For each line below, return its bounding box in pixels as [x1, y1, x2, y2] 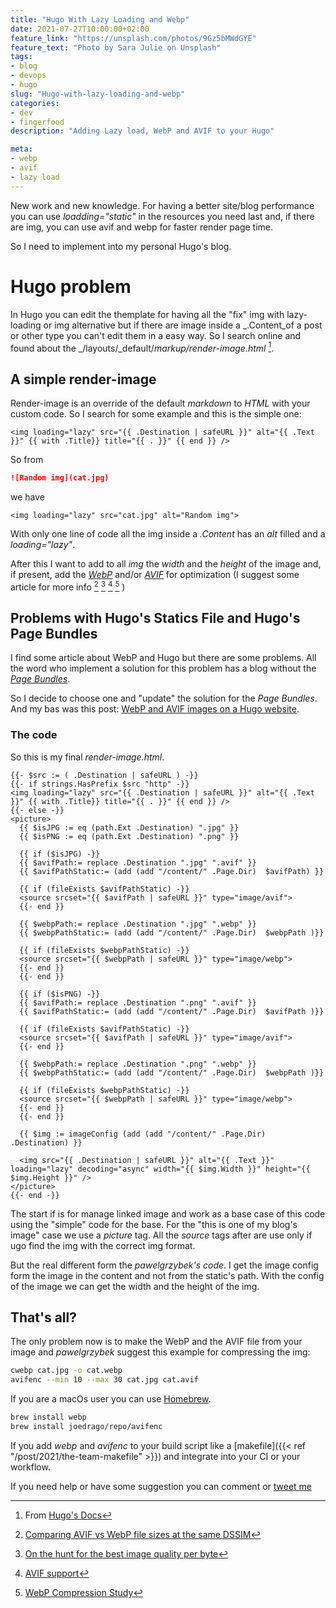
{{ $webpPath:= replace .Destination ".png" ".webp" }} [19, 1059, 257, 1069]
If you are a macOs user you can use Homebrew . [10, 1393, 212, 1405]
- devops [10, 71, 47, 81]
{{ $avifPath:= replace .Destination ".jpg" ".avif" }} [19, 857, 257, 868]
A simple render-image [10, 371, 157, 388]
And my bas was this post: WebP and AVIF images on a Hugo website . [10, 703, 300, 715]
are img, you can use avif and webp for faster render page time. [10, 221, 274, 233]
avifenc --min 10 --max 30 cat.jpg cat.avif [10, 1375, 199, 1385]
